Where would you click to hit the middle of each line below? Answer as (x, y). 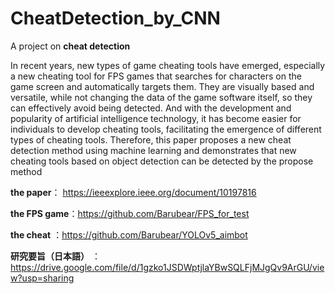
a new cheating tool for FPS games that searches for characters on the (156, 76)
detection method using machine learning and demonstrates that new (153, 150)
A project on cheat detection (70, 46)
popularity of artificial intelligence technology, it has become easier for (156, 118)
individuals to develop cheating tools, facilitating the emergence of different (166, 129)
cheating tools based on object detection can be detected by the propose (162, 161)
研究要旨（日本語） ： (55, 256)
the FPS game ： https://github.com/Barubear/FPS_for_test (130, 213)
